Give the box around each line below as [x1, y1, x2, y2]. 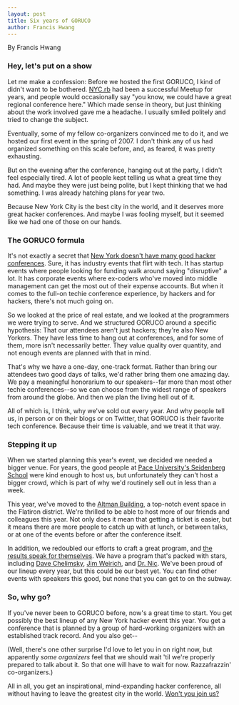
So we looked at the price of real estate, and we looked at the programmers [7, 310, 230, 319]
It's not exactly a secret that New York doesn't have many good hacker [7, 251, 216, 260]
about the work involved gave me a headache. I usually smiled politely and [7, 108, 226, 116]
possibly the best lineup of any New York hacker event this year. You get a [7, 616, 226, 624]
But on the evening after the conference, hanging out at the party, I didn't [7, 166, 223, 174]
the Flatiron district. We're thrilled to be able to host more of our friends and [7, 507, 230, 516]
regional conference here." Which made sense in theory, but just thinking [7, 100, 223, 108]
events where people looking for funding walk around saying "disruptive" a [7, 266, 228, 275]
